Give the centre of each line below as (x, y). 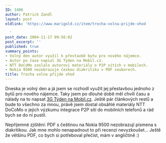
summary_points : (22, 51)
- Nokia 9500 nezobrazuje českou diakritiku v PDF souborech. (71, 70)
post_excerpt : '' (23, 42)
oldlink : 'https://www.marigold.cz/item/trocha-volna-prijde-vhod (76, 24)
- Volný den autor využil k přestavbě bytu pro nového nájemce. (73, 56)
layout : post (19, 19)
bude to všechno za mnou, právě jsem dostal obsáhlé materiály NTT (75, 104)
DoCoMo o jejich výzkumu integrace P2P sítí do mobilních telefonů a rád (80, 110)
